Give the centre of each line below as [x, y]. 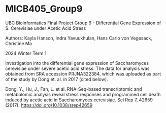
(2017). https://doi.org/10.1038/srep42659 [49, 105]
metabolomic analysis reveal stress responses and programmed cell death [83, 94]
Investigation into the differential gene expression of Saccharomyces [77, 63]
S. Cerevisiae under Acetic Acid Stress [46, 28]
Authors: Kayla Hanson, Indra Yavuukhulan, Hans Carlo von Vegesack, [79, 38]
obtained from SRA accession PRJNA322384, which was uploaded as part [83, 73]
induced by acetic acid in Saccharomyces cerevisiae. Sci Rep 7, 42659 [79, 100]
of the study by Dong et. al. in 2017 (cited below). [57, 79]
